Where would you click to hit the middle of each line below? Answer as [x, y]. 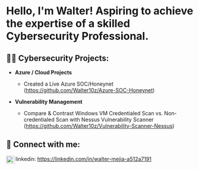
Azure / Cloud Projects [43, 72]
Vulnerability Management [48, 102]
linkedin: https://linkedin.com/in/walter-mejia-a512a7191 [84, 159]
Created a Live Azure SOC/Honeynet [69, 84]
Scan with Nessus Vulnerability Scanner [105, 119]
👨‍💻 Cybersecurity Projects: [58, 58]
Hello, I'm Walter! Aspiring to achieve [100, 11]
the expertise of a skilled [68, 23]
